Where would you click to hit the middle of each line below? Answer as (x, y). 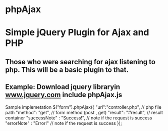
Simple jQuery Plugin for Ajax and (77, 33)
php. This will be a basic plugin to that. (67, 70)
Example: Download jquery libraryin (63, 87)
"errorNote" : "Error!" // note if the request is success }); (64, 123)
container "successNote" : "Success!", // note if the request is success (79, 118)
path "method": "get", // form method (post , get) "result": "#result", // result (84, 112)
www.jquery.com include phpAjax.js (64, 95)
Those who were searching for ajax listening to (80, 62)
